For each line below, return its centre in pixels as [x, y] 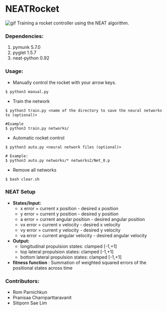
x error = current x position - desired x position [69, 208]
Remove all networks [35, 170]
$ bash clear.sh [22, 179]
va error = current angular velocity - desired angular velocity [83, 235]
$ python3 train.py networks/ [37, 128]
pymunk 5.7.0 [26, 47]
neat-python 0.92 [31, 58]
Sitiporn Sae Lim [30, 303]
